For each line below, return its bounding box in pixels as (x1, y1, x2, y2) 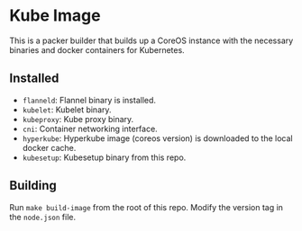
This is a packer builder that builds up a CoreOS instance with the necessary (9, 35, 294, 46)
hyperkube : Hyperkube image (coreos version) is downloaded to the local (22, 132, 293, 144)
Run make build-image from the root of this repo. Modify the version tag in (9, 201, 284, 212)
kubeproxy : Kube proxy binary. (22, 113, 134, 124)
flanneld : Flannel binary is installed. (22, 94, 156, 105)
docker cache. (22, 142, 77, 153)
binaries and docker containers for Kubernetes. (9, 44, 185, 55)
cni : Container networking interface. (22, 123, 158, 134)
